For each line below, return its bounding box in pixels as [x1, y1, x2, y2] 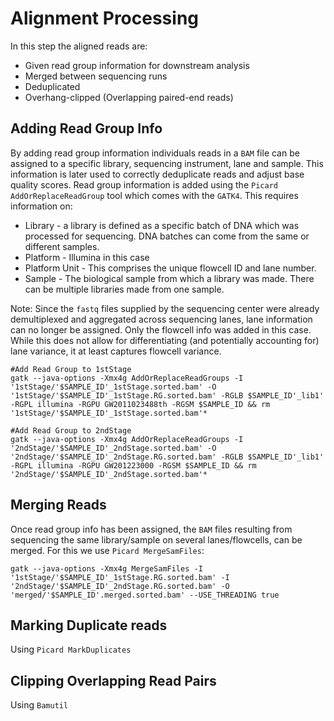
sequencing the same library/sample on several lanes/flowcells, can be [10, 533, 303, 546]
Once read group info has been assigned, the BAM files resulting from [10, 523, 293, 535]
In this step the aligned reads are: [10, 40, 148, 52]
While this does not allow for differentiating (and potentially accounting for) [10, 334, 320, 346]
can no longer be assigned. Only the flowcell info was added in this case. [10, 323, 312, 336]
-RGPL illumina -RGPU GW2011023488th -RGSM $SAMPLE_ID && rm [10, 399, 271, 409]
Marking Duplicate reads [10, 617, 168, 634]
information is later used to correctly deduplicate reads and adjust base [10, 168, 305, 180]
